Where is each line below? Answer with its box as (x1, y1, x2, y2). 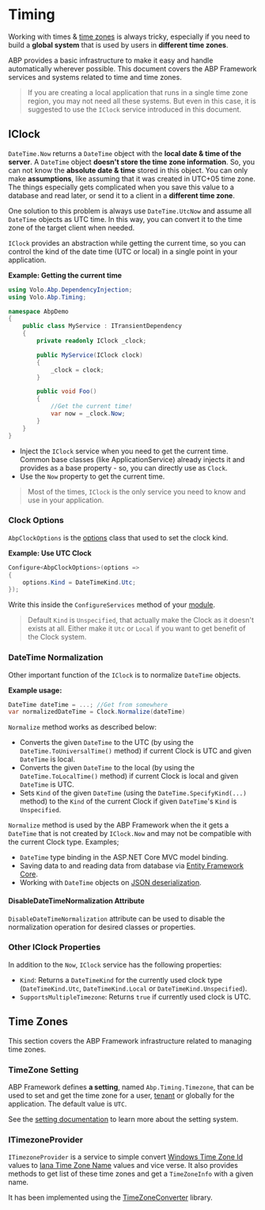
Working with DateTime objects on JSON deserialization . (19, 878, 202, 887)
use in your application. (27, 495, 104, 505)
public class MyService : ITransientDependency (22, 323, 182, 330)
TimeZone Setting (8, 1064, 79, 1075)
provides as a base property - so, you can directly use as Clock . (19, 463, 228, 472)
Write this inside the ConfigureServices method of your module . (8, 600, 216, 609)
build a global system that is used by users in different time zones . (8, 40, 229, 49)
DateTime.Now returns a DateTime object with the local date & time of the (8, 148, 242, 158)
